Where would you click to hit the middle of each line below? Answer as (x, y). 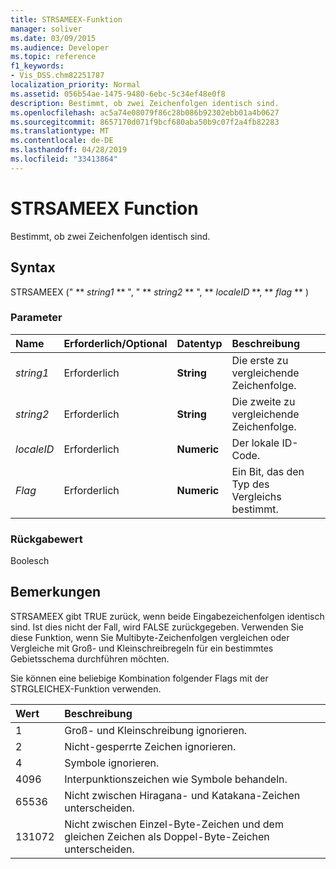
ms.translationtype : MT (60, 131)
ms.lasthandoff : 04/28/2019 (69, 150)
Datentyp (199, 343)
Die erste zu (260, 360)
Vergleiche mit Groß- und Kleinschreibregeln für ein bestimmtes (142, 648)
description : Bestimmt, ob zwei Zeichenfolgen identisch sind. (145, 103)
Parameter (36, 318)
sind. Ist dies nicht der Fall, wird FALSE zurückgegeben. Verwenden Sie (157, 627)
